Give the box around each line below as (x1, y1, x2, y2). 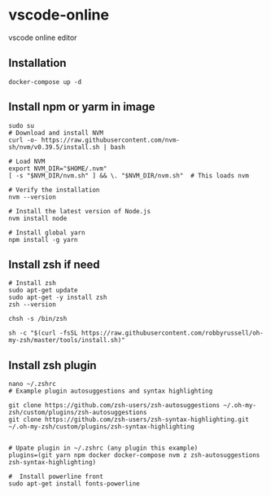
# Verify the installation (8, 186, 100, 194)
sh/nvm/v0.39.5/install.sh (8, 143, 100, 151)
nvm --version (8, 193, 57, 201)
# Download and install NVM (8, 129, 104, 137)
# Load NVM (8, 157, 46, 165)
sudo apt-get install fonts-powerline (8, 480, 140, 488)
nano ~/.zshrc (8, 380, 57, 388)
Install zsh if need (8, 257, 100, 271)
